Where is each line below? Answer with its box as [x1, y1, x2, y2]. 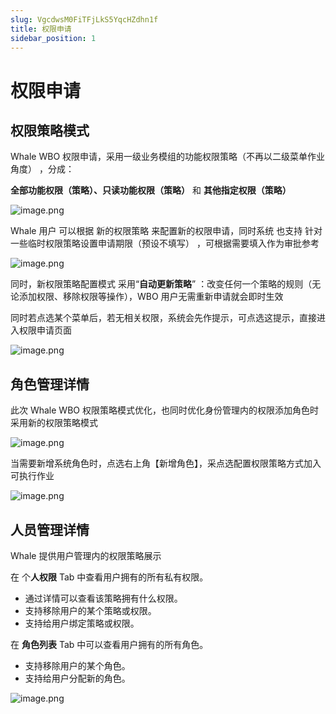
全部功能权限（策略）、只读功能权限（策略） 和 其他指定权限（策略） [10, 184, 292, 196]
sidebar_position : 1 [10, 33, 97, 43]
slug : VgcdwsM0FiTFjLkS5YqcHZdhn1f [10, 14, 159, 25]
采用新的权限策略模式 [10, 417, 98, 429]
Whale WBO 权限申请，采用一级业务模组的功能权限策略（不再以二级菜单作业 [10, 151, 326, 163]
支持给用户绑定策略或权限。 [24, 617, 140, 629]
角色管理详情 [10, 376, 90, 393]
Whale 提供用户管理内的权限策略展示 [10, 550, 162, 561]
